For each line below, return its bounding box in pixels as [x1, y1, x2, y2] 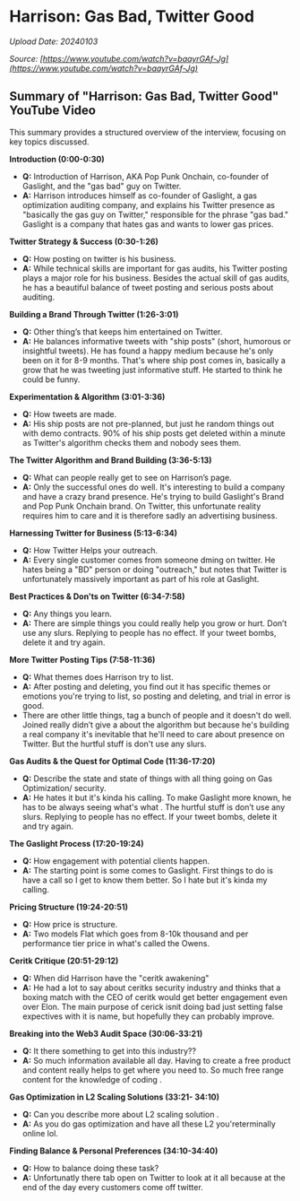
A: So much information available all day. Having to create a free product [21, 1055, 291, 1066]
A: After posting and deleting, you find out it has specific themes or [21, 681, 271, 692]
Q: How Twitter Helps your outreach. [21, 544, 159, 555]
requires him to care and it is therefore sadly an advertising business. [21, 509, 278, 521]
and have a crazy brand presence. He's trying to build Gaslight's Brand [21, 491, 285, 501]
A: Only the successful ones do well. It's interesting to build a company [21, 482, 286, 492]
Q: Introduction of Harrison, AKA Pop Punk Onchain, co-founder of [21, 170, 270, 181]
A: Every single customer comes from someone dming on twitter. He [21, 554, 276, 565]
